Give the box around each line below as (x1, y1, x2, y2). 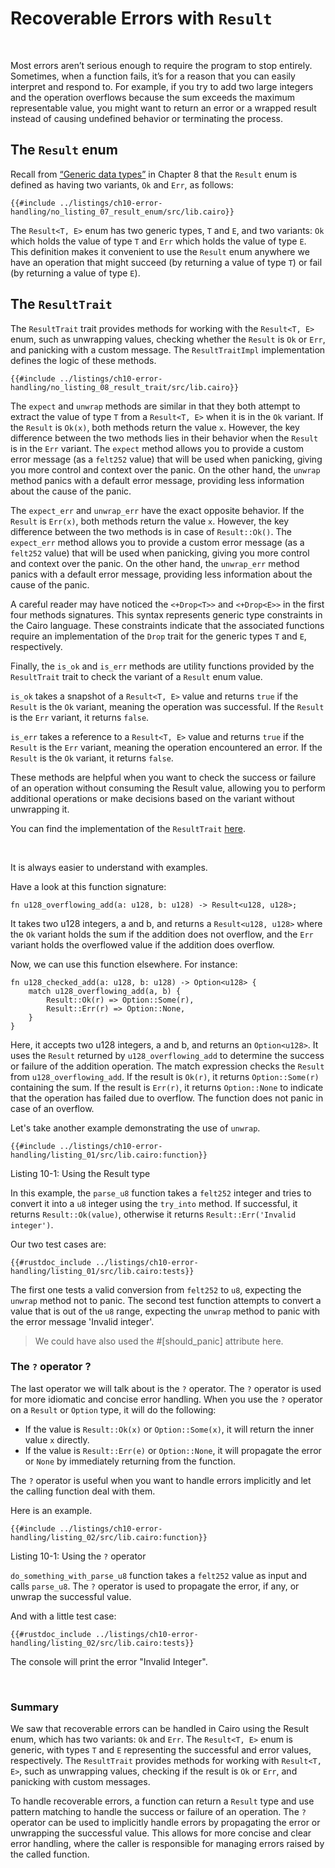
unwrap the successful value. (10, 1590, 132, 1602)
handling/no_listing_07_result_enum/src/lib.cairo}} (10, 207, 235, 217)
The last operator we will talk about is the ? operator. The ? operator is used (10, 1382, 322, 1394)
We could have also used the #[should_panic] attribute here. (34, 1335, 284, 1347)
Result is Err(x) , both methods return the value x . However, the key (10, 515, 290, 527)
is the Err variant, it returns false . (10, 711, 150, 723)
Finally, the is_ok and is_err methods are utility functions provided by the (10, 660, 315, 672)
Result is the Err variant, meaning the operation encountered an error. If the (10, 741, 323, 753)
